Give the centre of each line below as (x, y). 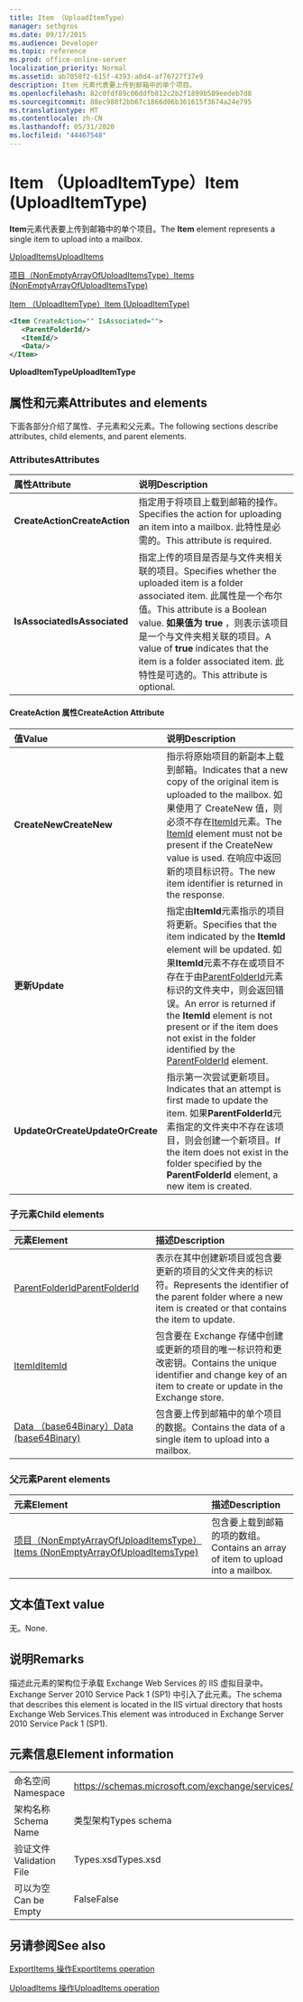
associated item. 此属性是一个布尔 (211, 596)
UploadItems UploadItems (57, 256)
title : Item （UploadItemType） (69, 18)
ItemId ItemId (41, 1366)
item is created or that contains (221, 1308)
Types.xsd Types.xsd (117, 1859)
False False (96, 1899)
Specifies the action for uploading (210, 514)
